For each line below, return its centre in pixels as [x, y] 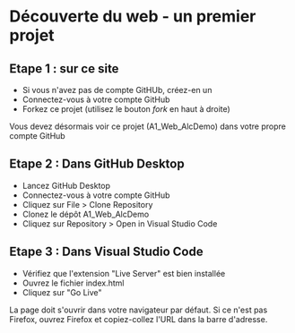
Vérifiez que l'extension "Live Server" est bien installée [124, 273]
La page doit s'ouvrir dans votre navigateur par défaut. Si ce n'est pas [139, 310]
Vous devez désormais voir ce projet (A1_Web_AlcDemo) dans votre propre [148, 126]
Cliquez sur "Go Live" [62, 292]
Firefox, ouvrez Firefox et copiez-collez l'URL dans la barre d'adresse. [139, 319]
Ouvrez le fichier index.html [73, 283]
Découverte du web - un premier [133, 17]
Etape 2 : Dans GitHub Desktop [97, 164]
